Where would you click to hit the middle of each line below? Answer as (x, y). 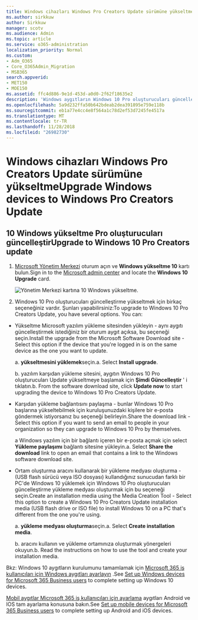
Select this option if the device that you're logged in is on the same (96, 344)
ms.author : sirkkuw (30, 17)
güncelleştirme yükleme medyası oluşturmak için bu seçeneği (90, 489)
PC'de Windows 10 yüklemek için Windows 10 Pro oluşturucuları (93, 483)
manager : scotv (25, 28)
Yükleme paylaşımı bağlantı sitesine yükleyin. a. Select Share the (94, 446)
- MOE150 (17, 89)
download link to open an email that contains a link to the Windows (96, 453)
